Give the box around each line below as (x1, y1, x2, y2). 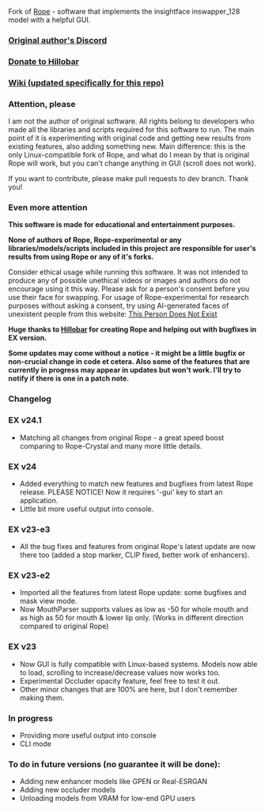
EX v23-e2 (8, 570, 51, 581)
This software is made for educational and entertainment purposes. (8, 220, 236, 229)
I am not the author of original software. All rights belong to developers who (8, 116, 255, 126)
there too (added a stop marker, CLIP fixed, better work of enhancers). (19, 550, 250, 560)
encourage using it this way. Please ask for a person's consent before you (8, 284, 250, 294)
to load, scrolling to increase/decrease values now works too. (19, 668, 221, 677)
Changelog (8, 393, 51, 404)
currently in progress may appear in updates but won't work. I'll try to (8, 366, 241, 375)
